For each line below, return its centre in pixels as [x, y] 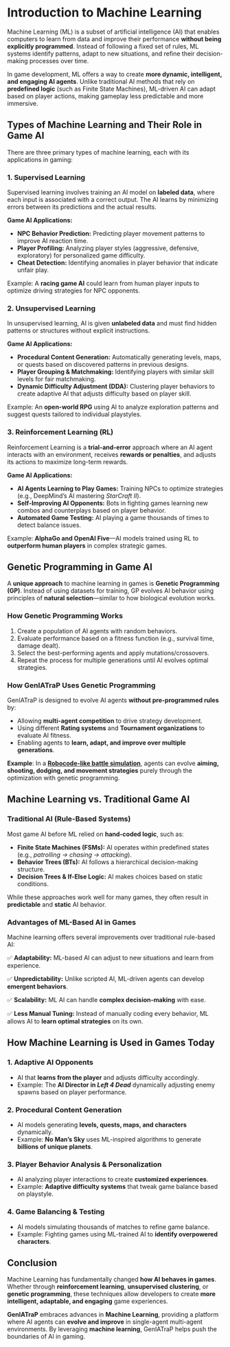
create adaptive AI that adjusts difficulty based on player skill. [104, 394]
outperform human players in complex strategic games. [87, 545]
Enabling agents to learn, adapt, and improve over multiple [102, 743]
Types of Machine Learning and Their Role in [105, 125]
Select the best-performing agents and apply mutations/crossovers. [113, 653]
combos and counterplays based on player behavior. [91, 510]
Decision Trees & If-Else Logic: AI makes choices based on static [110, 876]
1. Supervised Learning [46, 177]
